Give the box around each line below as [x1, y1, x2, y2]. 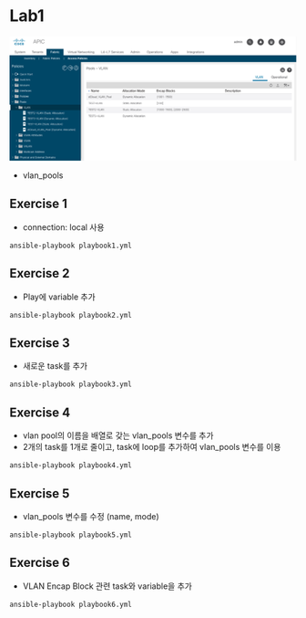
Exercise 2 [9, 266, 70, 281]
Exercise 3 [9, 335, 70, 351]
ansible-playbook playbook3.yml [9, 380, 132, 389]
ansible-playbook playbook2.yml [9, 310, 132, 319]
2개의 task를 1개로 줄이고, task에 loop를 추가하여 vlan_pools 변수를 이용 [22, 442, 281, 453]
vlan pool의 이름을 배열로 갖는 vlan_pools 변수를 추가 [22, 430, 214, 441]
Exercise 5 [9, 486, 70, 501]
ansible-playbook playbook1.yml [9, 241, 132, 250]
